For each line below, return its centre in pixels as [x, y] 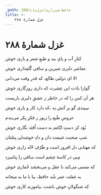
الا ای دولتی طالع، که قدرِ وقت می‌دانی [41, 78]
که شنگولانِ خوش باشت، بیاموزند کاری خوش [47, 186]
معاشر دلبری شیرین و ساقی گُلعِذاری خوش [45, 69]
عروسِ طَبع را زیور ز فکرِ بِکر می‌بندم [40, 118]
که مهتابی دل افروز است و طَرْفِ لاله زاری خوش [50, 147]
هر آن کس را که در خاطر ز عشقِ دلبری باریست [50, 98]
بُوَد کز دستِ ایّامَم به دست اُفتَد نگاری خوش [46, 127]
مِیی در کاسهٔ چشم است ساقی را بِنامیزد [43, 157]
